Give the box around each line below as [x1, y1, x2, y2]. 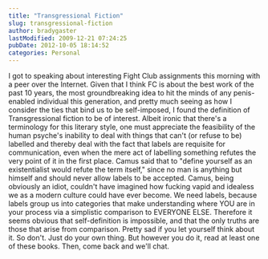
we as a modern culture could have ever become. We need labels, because [8, 190, 258, 200]
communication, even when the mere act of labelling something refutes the [8, 148, 257, 157]
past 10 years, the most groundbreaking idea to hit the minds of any [8, 88, 232, 97]
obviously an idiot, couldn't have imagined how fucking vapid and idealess [8, 182, 254, 191]
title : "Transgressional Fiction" [8, 11, 124, 20]
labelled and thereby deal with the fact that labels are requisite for [8, 140, 226, 148]
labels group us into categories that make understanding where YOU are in [8, 199, 255, 208]
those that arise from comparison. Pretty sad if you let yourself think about [8, 225, 255, 233]
